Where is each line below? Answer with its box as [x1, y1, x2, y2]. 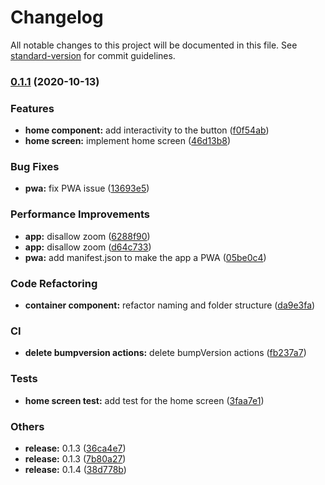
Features [10, 101, 55, 115]
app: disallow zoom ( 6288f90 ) [24, 230, 151, 242]
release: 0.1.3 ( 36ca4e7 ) [24, 442, 127, 454]
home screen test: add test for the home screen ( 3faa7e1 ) [24, 394, 265, 406]
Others [10, 419, 45, 433]
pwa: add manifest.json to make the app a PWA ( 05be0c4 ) [24, 251, 267, 263]
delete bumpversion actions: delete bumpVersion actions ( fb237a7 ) [24, 347, 307, 359]
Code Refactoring [10, 276, 98, 290]
